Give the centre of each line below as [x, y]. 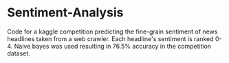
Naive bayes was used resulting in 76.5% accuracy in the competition [113, 46]
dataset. [19, 53]
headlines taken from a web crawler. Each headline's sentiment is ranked [111, 38]
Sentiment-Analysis [65, 13]
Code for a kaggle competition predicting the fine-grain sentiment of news [112, 32]
